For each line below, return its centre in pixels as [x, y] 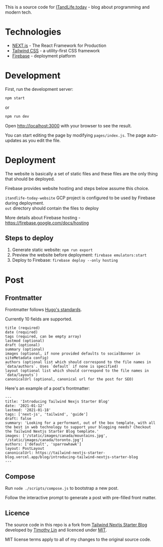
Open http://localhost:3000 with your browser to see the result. [69, 126]
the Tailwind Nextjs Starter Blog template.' [52, 432]
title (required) [23, 328]
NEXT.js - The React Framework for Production [59, 45]
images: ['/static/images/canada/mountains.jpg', [56, 436]
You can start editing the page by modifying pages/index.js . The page [76, 135]
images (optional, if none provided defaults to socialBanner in [72, 354]
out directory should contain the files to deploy [52, 208]
